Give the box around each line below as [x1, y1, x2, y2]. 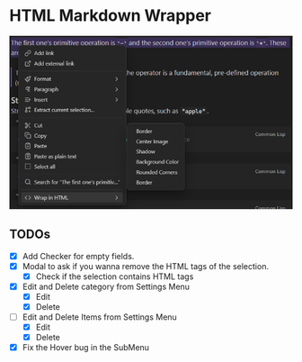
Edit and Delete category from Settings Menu [22, 281, 191, 292]
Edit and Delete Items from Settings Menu [22, 312, 177, 322]
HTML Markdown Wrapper [9, 5, 212, 26]
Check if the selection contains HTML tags [35, 271, 194, 282]
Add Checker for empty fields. [22, 250, 135, 261]
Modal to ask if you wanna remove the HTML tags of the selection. [22, 260, 270, 271]
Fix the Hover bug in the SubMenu [22, 342, 150, 353]
